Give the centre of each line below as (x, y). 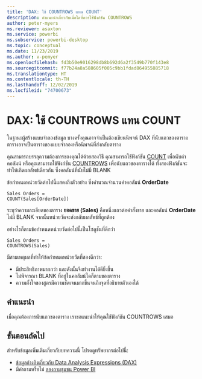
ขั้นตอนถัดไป (26, 336)
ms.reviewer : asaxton (34, 29)
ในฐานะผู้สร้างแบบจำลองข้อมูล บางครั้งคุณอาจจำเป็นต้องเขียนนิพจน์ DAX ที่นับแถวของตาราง (97, 137)
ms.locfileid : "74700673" (39, 91)
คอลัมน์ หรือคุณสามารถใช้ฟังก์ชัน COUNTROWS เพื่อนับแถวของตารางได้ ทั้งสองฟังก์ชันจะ (97, 163)
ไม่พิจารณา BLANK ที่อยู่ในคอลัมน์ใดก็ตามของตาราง (68, 276)
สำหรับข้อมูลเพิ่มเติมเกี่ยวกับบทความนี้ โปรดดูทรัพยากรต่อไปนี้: (68, 351)
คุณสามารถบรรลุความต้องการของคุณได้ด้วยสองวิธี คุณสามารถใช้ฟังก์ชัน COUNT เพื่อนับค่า (96, 156)
